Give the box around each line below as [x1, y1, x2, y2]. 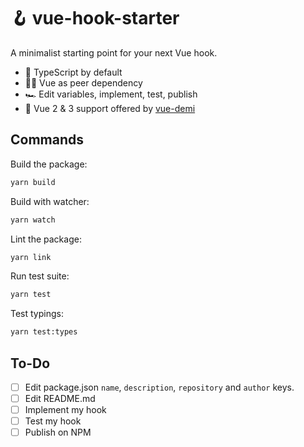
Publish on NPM [24, 426, 92, 439]
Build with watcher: [10, 195, 90, 207]
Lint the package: [10, 233, 82, 245]
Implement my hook [24, 404, 107, 416]
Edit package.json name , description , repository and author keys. [24, 381, 295, 393]
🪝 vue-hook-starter [10, 7, 180, 30]
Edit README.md [24, 393, 96, 404]
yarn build [10, 177, 56, 187]
